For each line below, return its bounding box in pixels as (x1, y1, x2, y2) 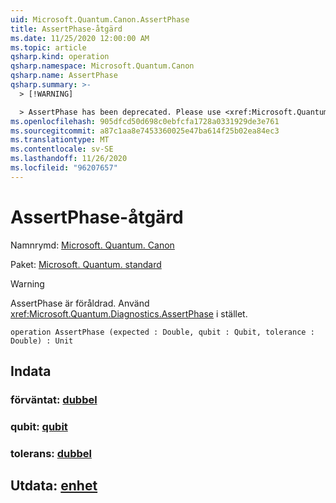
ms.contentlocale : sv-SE (10, 144, 114, 155)
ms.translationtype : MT (10, 135, 110, 145)
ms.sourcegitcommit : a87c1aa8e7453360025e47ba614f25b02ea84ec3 (10, 126, 280, 136)
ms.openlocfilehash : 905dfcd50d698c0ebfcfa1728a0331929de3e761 (10, 116, 280, 126)
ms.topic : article (10, 42, 87, 53)
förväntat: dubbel (10, 393, 98, 406)
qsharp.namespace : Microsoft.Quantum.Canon (10, 61, 195, 71)
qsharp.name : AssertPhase (10, 71, 118, 81)
